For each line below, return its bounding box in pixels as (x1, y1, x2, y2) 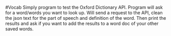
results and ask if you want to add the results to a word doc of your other (5, 20, 159, 26)
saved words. (5, 26, 34, 32)
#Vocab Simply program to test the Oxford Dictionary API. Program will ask (5, 5, 163, 10)
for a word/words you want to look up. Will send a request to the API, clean (5, 10, 163, 16)
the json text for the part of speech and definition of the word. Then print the (5, 15, 166, 21)
